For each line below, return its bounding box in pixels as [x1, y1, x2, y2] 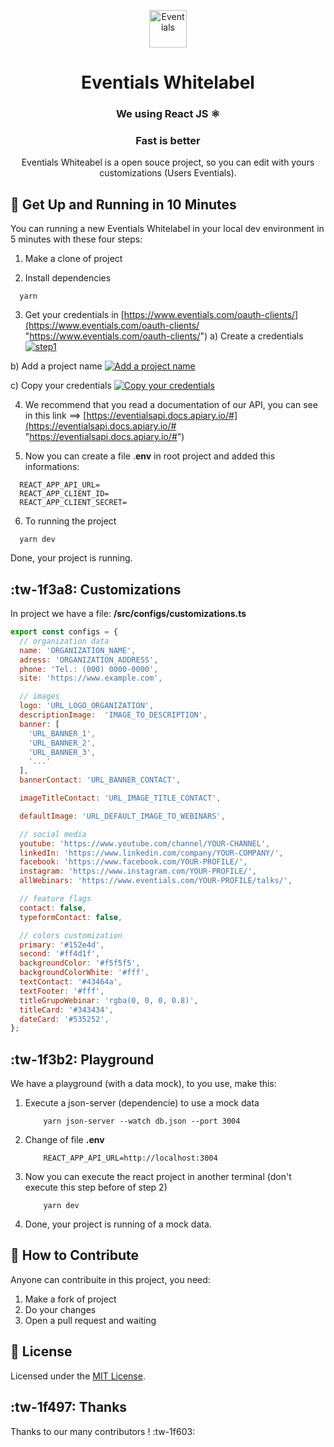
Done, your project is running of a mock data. [24, 1218, 212, 1230]
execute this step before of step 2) [24, 1181, 168, 1194]
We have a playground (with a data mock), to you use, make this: [10, 1078, 277, 1090]
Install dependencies [24, 272, 112, 284]
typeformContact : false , [19, 912, 123, 922]
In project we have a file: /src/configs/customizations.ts [10, 608, 247, 620]
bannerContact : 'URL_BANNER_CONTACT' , [19, 775, 182, 785]
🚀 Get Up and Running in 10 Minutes [10, 196, 237, 213]
